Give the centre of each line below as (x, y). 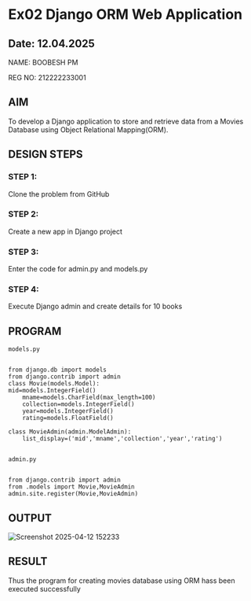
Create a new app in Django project (65, 231)
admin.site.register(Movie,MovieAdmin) (73, 494)
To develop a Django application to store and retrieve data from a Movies (126, 121)
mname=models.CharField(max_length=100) (89, 398)
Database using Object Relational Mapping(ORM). (88, 129)
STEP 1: (23, 177)
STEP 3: (24, 252)
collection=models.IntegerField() (78, 404)
